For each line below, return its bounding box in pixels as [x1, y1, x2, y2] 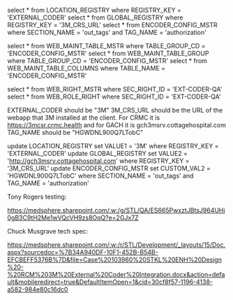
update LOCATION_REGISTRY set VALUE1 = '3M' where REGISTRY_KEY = [7, 142, 219, 150]
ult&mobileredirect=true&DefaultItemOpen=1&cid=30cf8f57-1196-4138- [7, 278, 213, 286]
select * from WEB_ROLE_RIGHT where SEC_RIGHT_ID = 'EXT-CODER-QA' [7, 92, 221, 101]
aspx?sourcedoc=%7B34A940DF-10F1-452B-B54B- [7, 248, 158, 256]
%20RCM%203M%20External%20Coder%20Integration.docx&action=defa [7, 271, 225, 278]
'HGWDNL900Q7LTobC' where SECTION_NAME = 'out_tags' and [7, 171, 194, 180]
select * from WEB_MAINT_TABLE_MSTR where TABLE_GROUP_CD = [7, 42, 206, 50]
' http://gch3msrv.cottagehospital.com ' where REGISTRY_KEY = [7, 157, 190, 165]
